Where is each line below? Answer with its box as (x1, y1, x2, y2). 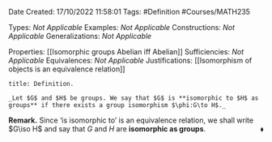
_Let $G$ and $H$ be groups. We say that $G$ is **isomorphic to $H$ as (8, 94, 259, 102)
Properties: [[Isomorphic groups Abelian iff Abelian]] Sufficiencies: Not (8, 47, 244, 56)
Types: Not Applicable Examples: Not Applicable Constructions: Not (8, 23, 236, 32)
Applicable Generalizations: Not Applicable (8, 32, 152, 41)
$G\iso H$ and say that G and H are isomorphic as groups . (8, 124, 206, 133)
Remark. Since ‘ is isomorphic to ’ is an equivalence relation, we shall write (8, 115, 253, 125)
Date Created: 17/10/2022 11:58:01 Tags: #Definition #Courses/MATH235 (8, 7, 251, 16)
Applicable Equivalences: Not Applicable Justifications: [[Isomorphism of (8, 56, 253, 65)
